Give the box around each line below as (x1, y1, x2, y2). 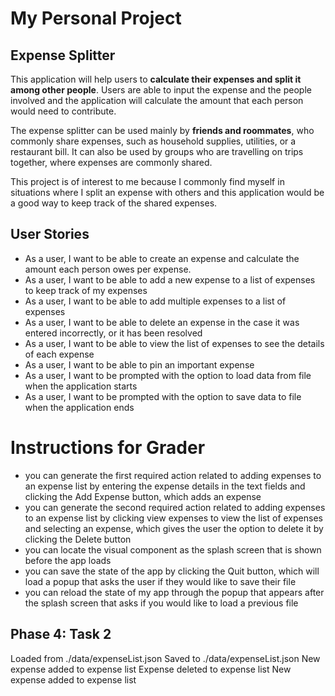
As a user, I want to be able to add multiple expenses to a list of (24, 295, 287, 307)
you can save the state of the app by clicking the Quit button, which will (24, 565, 320, 577)
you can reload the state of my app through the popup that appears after (24, 586, 325, 598)
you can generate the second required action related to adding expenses (24, 501, 326, 513)
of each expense (24, 348, 95, 360)
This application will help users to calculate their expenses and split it (10, 73, 302, 85)
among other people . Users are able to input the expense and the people (10, 84, 312, 96)
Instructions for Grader (10, 437, 206, 459)
